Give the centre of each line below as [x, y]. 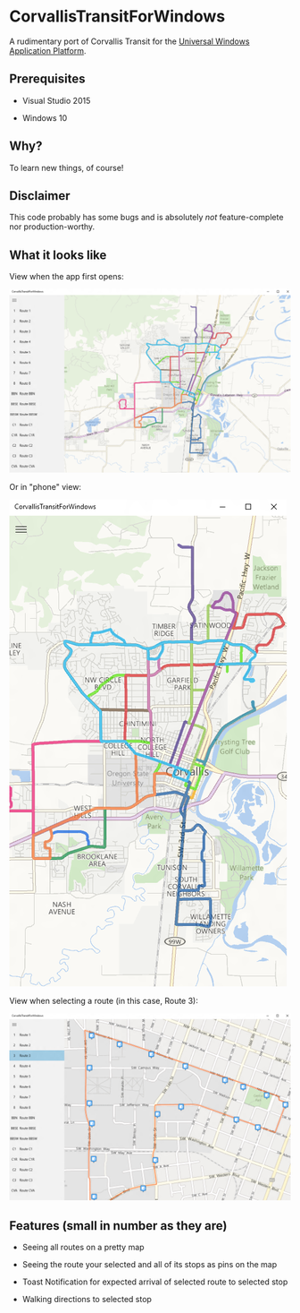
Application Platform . [48, 50]
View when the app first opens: [67, 277]
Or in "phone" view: [46, 487]
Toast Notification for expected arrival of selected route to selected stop [155, 1282]
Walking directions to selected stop [87, 1299]
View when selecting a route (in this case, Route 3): [104, 1001]
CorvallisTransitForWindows [117, 17]
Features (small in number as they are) [118, 1226]
